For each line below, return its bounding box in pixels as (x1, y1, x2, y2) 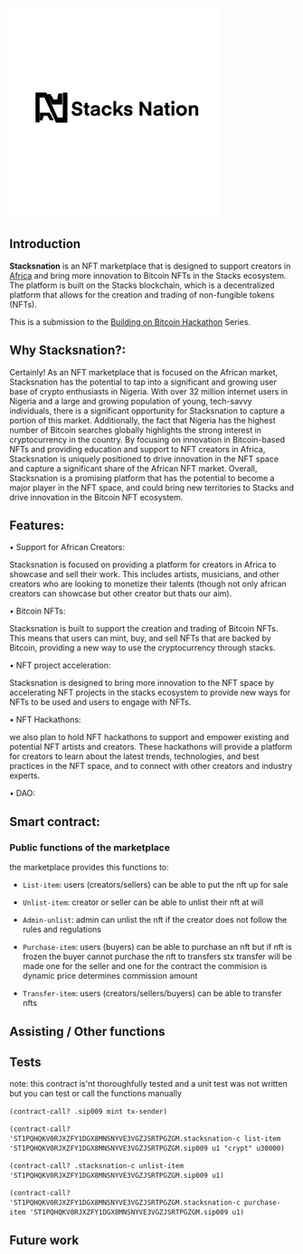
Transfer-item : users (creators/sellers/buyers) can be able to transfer (22, 988, 282, 999)
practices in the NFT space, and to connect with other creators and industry (9, 761, 293, 772)
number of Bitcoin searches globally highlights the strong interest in (9, 424, 262, 435)
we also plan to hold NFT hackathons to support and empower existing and (9, 732, 289, 743)
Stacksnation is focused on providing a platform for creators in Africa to (9, 559, 277, 570)
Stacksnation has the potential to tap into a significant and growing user (9, 376, 278, 387)
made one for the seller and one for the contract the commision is (22, 961, 268, 972)
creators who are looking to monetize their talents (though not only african (9, 578, 287, 590)
